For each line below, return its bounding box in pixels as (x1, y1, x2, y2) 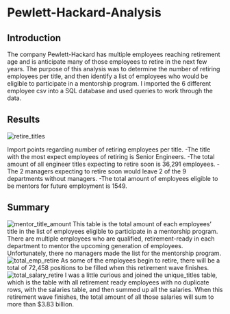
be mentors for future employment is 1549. (7, 182, 128, 190)
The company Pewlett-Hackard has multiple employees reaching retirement (7, 50, 220, 58)
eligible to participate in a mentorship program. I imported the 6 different (7, 80, 212, 87)
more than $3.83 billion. (7, 300, 74, 308)
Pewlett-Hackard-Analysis (7, 5, 162, 21)
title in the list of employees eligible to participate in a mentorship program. (7, 227, 218, 235)
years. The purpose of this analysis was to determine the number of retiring (7, 65, 220, 73)
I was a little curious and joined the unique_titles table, (64, 271, 218, 279)
